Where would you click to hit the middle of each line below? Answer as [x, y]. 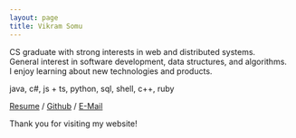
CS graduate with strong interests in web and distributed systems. [133, 51]
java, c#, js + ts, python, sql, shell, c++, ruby [92, 88]
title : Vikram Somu [46, 26]
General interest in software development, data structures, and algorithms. [148, 61]
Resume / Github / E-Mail [56, 106]
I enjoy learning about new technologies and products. [111, 71]
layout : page [34, 18]
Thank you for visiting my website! [73, 124]
